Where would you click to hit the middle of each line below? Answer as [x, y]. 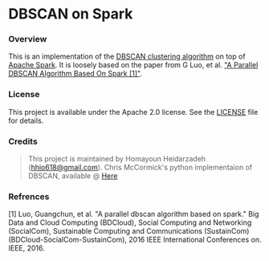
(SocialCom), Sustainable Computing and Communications [106, 231]
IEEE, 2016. [27, 248]
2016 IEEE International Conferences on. [195, 240]
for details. [26, 120]
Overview [28, 39]
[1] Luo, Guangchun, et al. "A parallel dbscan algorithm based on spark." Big [134, 214]
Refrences [29, 196]
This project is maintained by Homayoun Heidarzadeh [117, 159]
